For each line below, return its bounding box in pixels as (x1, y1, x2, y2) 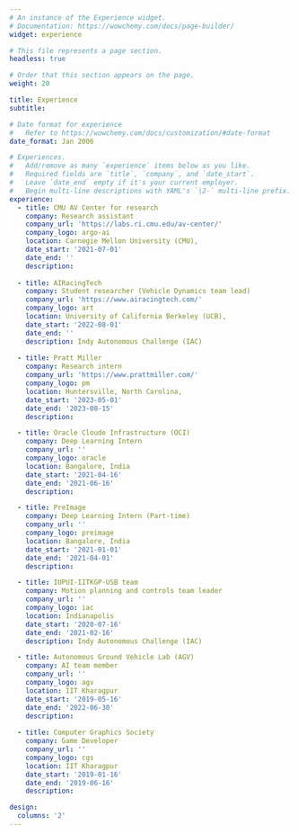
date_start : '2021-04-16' (25, 470, 123, 480)
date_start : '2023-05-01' (25, 395, 123, 405)
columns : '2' (17, 812, 66, 821)
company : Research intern (25, 362, 123, 372)
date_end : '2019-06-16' (25, 778, 115, 787)
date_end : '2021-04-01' (25, 553, 115, 562)
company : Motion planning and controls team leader (25, 587, 223, 596)
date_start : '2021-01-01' (25, 545, 123, 554)
